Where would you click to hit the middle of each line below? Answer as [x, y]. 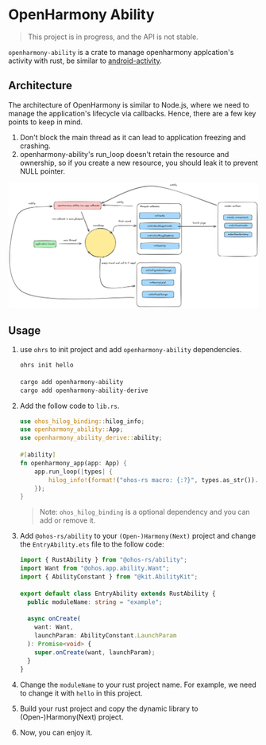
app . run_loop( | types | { [74, 472]
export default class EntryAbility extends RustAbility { [118, 594]
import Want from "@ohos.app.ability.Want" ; [94, 569]
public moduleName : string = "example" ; [95, 602]
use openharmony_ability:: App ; [71, 429]
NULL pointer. [42, 171]
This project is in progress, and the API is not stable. [113, 37]
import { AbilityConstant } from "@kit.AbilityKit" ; [109, 577]
